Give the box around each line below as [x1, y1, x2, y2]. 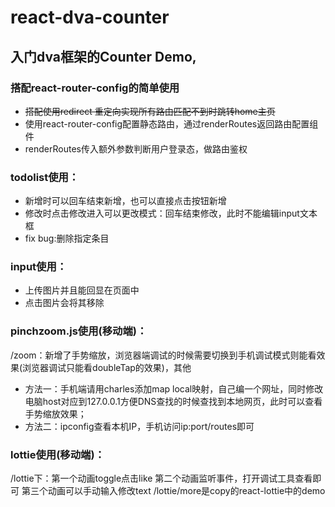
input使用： [10, 260, 68, 274]
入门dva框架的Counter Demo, [10, 48, 197, 65]
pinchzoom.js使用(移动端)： [10, 324, 148, 338]
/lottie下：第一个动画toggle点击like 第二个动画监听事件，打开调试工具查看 [10, 472, 313, 485]
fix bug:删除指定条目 [24, 232, 110, 245]
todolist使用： [10, 170, 80, 184]
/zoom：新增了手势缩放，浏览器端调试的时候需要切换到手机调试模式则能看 [10, 349, 317, 361]
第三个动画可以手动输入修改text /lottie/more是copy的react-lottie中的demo [21, 485, 326, 497]
